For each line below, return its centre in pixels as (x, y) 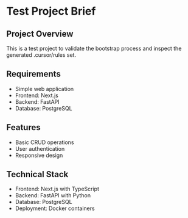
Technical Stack (37, 174)
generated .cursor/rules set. (41, 55)
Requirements (33, 74)
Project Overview (40, 34)
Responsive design (39, 155)
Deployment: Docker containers (55, 208)
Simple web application (44, 89)
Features (23, 127)
